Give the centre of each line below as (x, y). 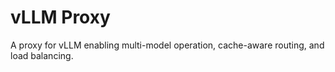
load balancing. (42, 55)
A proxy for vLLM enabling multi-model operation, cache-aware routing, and (167, 45)
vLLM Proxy (60, 17)
